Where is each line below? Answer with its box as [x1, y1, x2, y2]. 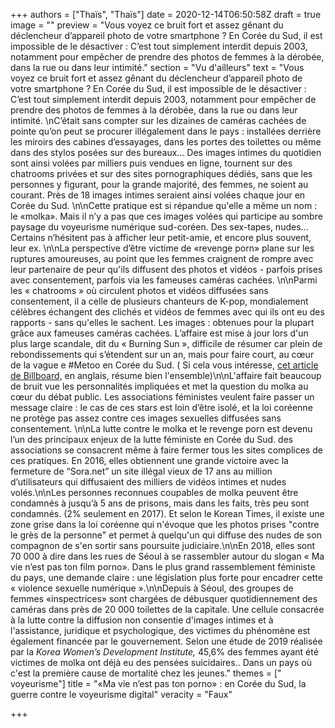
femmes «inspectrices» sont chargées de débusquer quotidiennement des [10, 593, 318, 604]
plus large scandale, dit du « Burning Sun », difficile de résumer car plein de [10, 338, 323, 349]
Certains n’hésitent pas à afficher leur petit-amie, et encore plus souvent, [10, 232, 312, 243]
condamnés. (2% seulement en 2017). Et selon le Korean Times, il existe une [10, 508, 325, 519]
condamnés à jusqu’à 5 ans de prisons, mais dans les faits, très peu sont [10, 497, 310, 509]
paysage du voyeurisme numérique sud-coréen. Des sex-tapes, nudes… [10, 221, 309, 233]
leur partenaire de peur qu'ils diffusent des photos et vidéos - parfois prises [10, 264, 323, 275]
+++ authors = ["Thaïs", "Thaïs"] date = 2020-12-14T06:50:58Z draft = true [10, 9, 322, 20]
